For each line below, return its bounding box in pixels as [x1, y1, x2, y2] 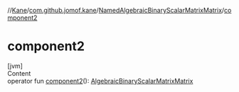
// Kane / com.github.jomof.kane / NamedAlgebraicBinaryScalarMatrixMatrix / [7, 6, 225, 14]
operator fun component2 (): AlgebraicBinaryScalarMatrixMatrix [7, 76, 193, 85]
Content [7, 69, 31, 77]
